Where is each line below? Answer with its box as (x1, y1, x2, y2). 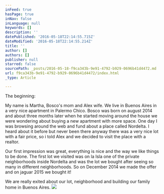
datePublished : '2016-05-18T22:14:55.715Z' (5, 35, 95, 40)
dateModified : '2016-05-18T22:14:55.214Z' (5, 39, 93, 44)
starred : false (5, 62, 36, 66)
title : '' (5, 43, 25, 48)
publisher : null (5, 57, 38, 62)
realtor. (5, 139, 20, 145)
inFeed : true (5, 7, 32, 12)
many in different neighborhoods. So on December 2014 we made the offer (5, 164, 157, 170)
